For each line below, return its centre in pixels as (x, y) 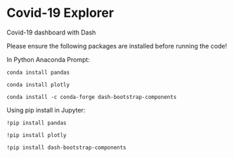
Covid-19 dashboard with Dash (51, 32)
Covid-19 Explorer (60, 13)
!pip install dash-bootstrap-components (67, 147)
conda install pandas (38, 72)
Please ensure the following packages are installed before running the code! (117, 46)
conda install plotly (38, 85)
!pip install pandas (37, 123)
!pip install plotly (37, 135)
